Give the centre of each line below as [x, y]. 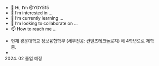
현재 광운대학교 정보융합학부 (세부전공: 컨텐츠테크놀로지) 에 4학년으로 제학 [82, 41]
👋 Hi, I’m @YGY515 [30, 8]
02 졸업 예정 [30, 58]
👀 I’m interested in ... [32, 13]
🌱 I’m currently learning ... [37, 18]
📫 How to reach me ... [34, 29]
